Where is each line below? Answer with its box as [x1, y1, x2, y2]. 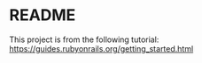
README [9, 5, 76, 25]
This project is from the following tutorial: [9, 34, 159, 45]
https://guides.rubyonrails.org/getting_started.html [9, 43, 194, 53]
